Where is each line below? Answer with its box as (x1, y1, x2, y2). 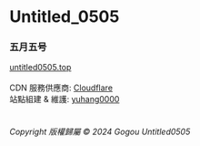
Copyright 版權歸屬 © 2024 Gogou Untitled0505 (9, 126, 191, 138)
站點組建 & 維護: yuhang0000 (9, 94, 120, 105)
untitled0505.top (9, 62, 72, 73)
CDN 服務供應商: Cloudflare (9, 82, 114, 93)
